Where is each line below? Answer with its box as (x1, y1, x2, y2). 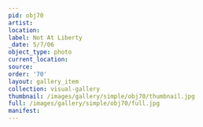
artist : (8, 19, 34, 27)
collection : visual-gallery (8, 84, 101, 93)
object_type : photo (8, 48, 72, 56)
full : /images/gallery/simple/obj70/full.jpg (8, 99, 160, 107)
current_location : (8, 56, 68, 64)
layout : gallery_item (8, 77, 79, 85)
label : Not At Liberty (8, 33, 83, 42)
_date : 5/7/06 (8, 41, 55, 49)
